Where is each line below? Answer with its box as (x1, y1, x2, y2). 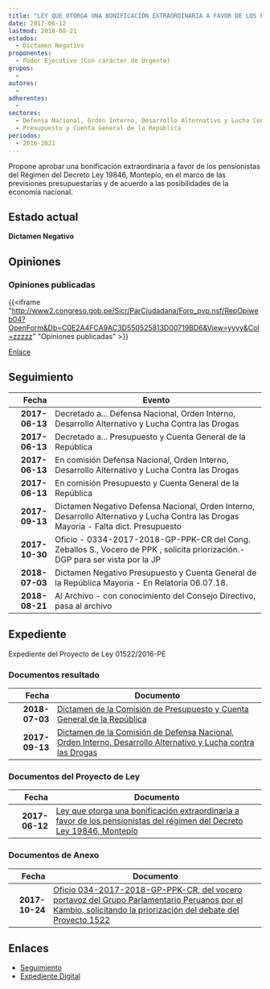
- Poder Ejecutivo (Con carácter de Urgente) (15, 57, 171, 65)
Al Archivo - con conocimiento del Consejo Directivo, (55, 590, 256, 601)
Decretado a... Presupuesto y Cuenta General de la (55, 431, 247, 442)
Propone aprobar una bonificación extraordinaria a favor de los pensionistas (8, 161, 261, 171)
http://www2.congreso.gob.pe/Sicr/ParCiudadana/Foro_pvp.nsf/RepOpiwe (11, 306, 259, 315)
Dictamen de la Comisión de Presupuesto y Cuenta (57, 703, 249, 714)
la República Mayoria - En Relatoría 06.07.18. (55, 577, 228, 588)
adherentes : (8, 94, 48, 102)
